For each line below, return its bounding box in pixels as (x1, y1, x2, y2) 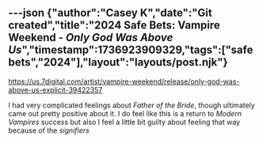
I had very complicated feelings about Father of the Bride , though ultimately (8, 100, 255, 110)
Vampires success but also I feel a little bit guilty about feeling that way (8, 117, 240, 126)
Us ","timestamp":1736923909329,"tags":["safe (8, 43, 253, 57)
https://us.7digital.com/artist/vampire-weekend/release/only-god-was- (8, 77, 240, 86)
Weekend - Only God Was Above (8, 31, 173, 44)
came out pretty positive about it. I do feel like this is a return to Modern (8, 108, 242, 118)
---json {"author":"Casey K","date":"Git (8, 6, 212, 20)
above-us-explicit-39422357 (8, 85, 103, 94)
